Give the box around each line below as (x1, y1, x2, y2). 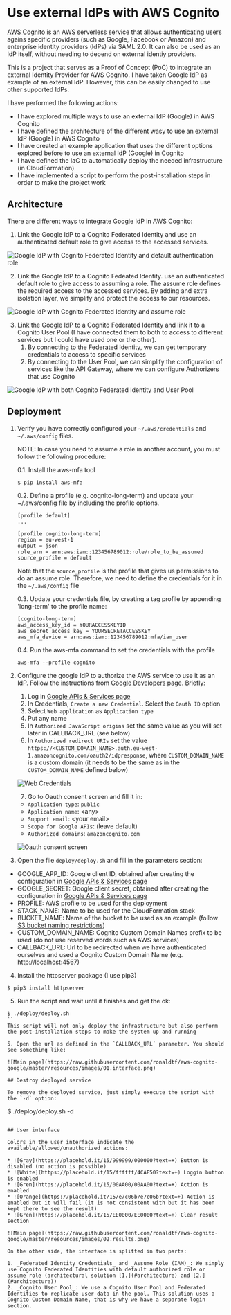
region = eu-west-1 (17, 536, 74, 543)
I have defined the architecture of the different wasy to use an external (17, 127, 219, 135)
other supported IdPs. (7, 85, 70, 93)
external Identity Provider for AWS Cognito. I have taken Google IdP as (7, 71, 207, 79)
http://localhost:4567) (17, 958, 80, 966)
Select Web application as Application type (27, 706, 154, 715)
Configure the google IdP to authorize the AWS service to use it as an (17, 671, 216, 679)
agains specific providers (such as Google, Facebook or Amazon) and (7, 35, 206, 43)
